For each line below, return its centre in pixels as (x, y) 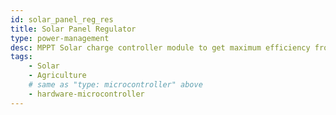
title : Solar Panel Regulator (73, 29)
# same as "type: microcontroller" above (115, 85)
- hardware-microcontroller (86, 94)
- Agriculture (57, 76)
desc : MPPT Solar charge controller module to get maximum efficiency (160, 47)
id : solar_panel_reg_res (62, 19)
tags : (21, 57)
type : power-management (60, 38)
